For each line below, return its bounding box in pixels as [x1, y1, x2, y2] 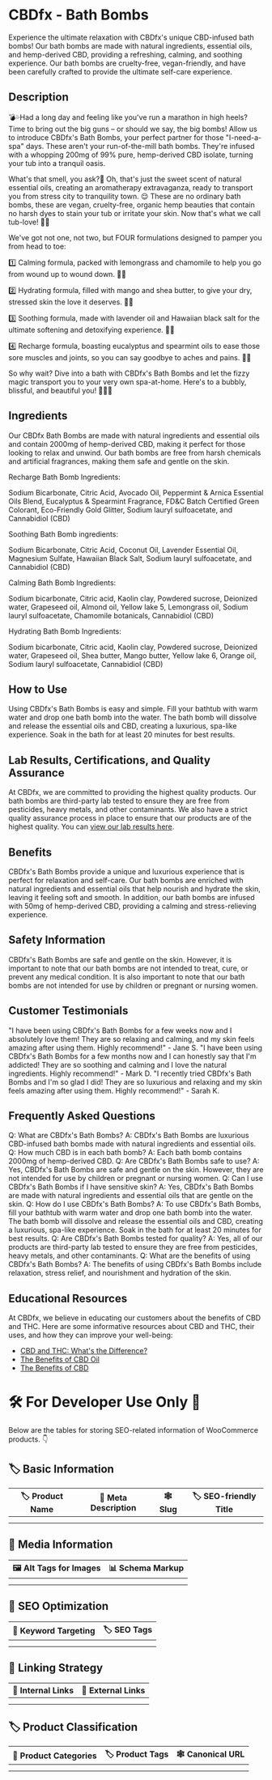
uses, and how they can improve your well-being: [8, 1330, 173, 1340]
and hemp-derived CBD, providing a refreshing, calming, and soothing [8, 49, 243, 59]
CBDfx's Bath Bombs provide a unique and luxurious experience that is [8, 867, 245, 876]
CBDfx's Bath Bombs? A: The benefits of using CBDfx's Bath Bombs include [8, 1260, 261, 1269]
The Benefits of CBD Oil [19, 1354, 100, 1365]
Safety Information [8, 933, 106, 947]
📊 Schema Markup [108, 1562, 185, 1574]
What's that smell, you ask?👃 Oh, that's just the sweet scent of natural [8, 174, 242, 184]
